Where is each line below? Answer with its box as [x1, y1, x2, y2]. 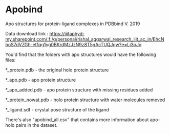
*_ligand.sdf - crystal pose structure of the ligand [5, 106, 109, 112]
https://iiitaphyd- [49, 30, 85, 36]
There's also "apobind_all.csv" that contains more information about [5, 117, 149, 123]
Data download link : [5, 30, 49, 36]
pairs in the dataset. [15, 122, 58, 128]
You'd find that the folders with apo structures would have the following [5, 51, 156, 58]
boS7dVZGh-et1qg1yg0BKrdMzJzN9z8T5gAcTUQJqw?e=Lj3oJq [5, 41, 142, 47]
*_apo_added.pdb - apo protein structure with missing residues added [5, 86, 153, 93]
